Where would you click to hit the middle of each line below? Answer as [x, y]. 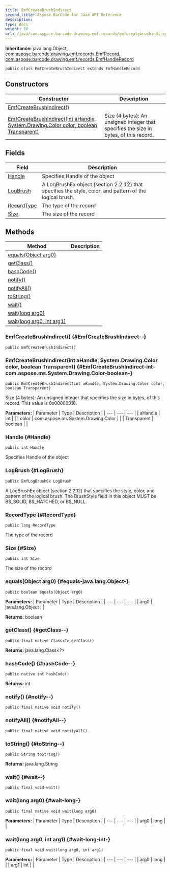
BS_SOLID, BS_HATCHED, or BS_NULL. [46, 501]
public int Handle [25, 448]
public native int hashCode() [37, 674]
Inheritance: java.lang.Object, [37, 48]
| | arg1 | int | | [20, 865]
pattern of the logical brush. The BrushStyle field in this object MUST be [81, 496]
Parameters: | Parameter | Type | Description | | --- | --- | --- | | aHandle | [83, 413]
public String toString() [33, 754]
